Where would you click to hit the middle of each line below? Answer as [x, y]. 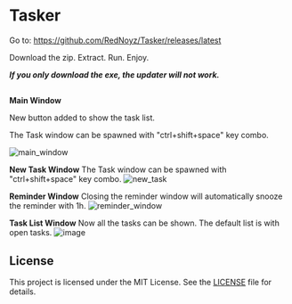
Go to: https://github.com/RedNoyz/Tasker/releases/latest [115, 40]
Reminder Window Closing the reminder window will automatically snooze [146, 196]
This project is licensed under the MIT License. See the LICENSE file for [141, 283]
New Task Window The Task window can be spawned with [118, 169]
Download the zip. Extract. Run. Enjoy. [79, 57]
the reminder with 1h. [48, 206]
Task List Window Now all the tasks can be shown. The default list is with [145, 223]
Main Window [36, 101]
